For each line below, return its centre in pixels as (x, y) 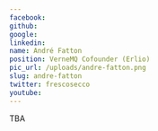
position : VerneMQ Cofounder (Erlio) (80, 59)
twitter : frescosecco (50, 84)
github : (24, 26)
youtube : (26, 92)
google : (24, 34)
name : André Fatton (46, 51)
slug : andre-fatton (46, 76)
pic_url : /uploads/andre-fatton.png (78, 68)
